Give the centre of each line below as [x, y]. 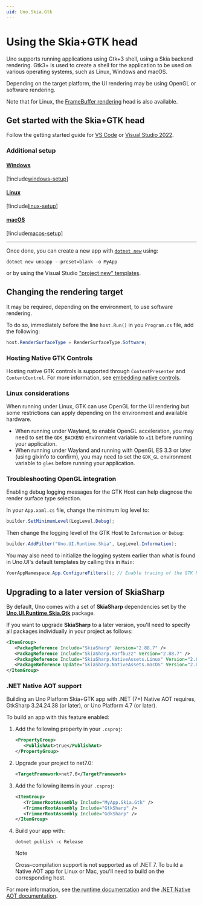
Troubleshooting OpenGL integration [61, 479]
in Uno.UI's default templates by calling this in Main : [70, 562]
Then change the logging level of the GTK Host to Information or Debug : [95, 533]
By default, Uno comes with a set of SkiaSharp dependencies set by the [96, 606]
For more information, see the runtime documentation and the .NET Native [98, 890]
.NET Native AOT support [44, 686]
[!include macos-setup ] [35, 233]
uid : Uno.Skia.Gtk [29, 12]
